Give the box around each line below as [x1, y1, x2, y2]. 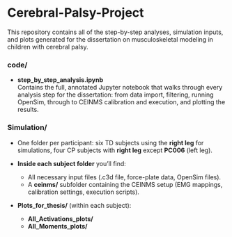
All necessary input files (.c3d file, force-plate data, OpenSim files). [27, 172, 222, 181]
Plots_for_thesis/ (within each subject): [17, 201, 132, 209]
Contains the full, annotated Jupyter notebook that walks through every [17, 83, 223, 92]
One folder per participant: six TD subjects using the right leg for [17, 138, 204, 147]
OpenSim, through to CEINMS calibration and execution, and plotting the [17, 98, 226, 106]
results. [17, 106, 40, 114]
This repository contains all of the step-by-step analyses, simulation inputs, [7, 28, 224, 36]
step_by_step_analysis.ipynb [17, 76, 103, 84]
